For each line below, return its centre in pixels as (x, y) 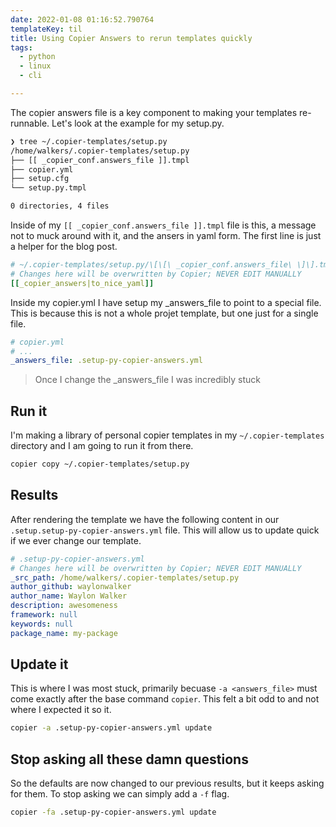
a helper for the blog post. (64, 246)
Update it (39, 664)
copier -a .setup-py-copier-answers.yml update (111, 728)
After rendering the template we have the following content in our (145, 519)
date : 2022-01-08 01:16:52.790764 (82, 19)
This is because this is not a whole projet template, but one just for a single (164, 313)
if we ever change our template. (76, 540)
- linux (35, 66)
